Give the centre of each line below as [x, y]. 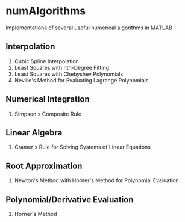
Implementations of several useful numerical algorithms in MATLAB [89, 28]
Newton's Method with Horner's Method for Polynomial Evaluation [96, 180]
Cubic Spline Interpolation [46, 61]
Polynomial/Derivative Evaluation [70, 199]
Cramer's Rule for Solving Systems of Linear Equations [83, 147]
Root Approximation [44, 166]
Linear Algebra [34, 133]
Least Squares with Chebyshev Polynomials [69, 74]
